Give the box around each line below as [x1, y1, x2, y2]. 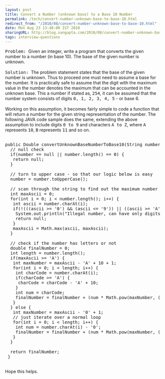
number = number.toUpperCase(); [10, 176, 88, 182]
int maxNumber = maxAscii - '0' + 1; [13, 309, 104, 315]
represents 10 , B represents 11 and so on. [5, 127, 90, 133]
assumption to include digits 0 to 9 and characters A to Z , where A [5, 121, 146, 127]
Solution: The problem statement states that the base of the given [5, 69, 145, 75]
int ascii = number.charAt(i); [13, 201, 88, 206]
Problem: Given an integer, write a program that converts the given [5, 48, 144, 54]
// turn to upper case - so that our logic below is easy [10, 171, 153, 177]
